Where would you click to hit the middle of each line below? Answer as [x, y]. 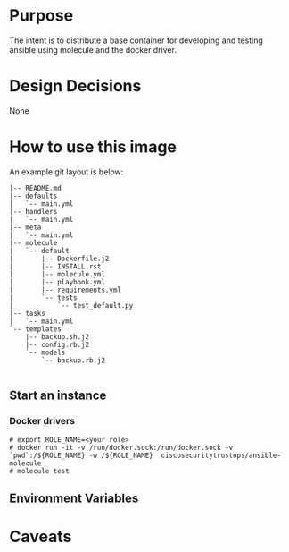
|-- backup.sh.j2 [58, 336]
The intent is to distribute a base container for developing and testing [136, 40]
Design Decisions [75, 86]
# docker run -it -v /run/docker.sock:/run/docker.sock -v [121, 447]
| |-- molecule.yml [57, 274]
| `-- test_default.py [71, 305]
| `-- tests [43, 297]
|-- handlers [33, 211]
